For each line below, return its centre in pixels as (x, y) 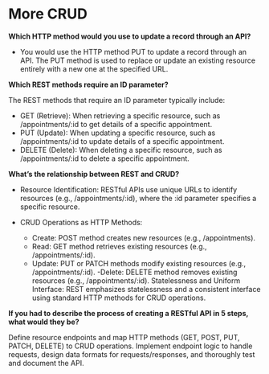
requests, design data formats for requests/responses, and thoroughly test (132, 354)
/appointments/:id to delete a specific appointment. (105, 158)
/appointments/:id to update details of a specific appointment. (122, 141)
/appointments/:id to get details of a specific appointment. (116, 124)
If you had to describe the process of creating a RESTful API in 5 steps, (128, 313)
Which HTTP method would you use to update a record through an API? (130, 36)
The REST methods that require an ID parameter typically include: (117, 100)
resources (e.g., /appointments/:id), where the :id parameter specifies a (138, 198)
